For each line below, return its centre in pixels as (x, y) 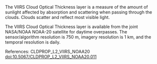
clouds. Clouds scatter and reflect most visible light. (57, 17)
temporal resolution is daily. (33, 42)
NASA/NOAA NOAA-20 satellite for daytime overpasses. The (66, 32)
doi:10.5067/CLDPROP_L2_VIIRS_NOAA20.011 (51, 57)
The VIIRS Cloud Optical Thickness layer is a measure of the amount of (77, 7)
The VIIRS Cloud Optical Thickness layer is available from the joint (71, 27)
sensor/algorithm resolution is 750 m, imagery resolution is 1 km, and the (78, 37)
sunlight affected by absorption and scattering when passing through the (79, 12)
